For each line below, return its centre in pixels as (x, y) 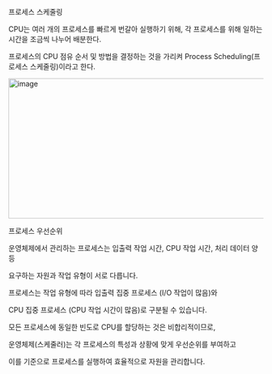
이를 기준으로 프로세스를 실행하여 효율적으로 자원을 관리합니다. (107, 361)
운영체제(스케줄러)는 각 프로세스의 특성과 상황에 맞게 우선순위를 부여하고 (122, 344)
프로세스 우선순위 (36, 231)
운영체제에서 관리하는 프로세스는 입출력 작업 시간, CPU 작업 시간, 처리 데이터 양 (134, 248)
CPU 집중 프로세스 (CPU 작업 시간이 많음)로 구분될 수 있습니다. (108, 310)
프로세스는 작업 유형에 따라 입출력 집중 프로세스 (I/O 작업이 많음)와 (113, 293)
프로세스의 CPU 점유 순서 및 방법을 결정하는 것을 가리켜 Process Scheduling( (131, 56)
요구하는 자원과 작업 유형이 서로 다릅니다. (73, 275)
